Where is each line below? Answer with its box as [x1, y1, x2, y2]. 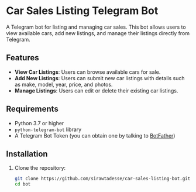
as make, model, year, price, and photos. [14, 81, 113, 88]
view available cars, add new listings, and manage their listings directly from [6, 29, 190, 36]
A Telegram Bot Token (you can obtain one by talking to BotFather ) [14, 132, 176, 139]
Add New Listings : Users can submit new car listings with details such [14, 74, 185, 81]
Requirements [6, 104, 59, 114]
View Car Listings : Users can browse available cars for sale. [14, 68, 161, 76]
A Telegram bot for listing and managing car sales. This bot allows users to [6, 23, 186, 30]
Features [6, 53, 39, 63]
